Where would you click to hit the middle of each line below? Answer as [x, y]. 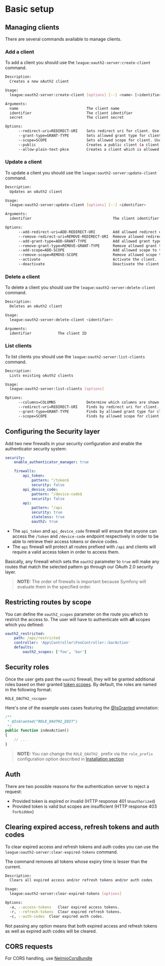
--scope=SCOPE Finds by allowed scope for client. [90, 416]
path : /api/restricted [37, 638]
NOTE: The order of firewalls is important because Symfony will [82, 581]
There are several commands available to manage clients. [63, 39]
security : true [47, 513]
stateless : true [48, 517]
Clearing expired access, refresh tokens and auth [82, 827]
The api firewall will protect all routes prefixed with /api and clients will [84, 547]
